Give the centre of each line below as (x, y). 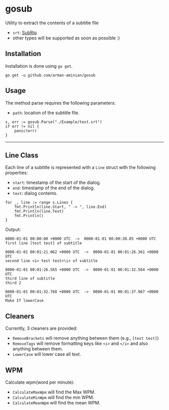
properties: (17, 173)
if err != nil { (22, 126)
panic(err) (26, 131)
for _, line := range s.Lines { (39, 202)
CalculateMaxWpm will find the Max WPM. (54, 392)
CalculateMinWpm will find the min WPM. (53, 397)
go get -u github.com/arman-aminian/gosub (50, 75)
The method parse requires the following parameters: (61, 103)
